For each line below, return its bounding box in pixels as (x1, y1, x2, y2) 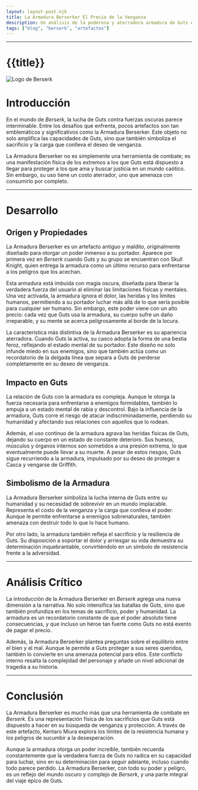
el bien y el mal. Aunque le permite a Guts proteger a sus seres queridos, (6, 644, 183, 651)
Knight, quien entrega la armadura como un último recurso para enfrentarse (6, 262, 190, 269)
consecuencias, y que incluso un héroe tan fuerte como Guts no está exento (6, 620, 192, 627)
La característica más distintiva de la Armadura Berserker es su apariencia (6, 329, 187, 336)
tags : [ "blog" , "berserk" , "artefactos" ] (6, 25, 110, 31)
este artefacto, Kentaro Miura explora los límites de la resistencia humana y (6, 728, 189, 735)
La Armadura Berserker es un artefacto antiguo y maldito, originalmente (6, 243, 181, 250)
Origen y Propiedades (6, 227, 88, 237)
